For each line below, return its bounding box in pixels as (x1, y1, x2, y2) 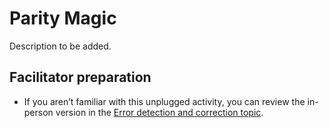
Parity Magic (9, 7, 117, 30)
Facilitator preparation (9, 69, 152, 86)
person (23, 106, 54, 118)
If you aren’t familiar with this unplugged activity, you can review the (23, 95, 306, 107)
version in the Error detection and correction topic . (55, 106, 264, 118)
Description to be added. (9, 40, 112, 52)
